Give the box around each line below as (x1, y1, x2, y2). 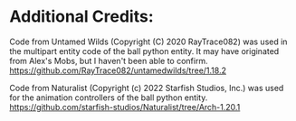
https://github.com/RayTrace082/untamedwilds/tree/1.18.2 (9, 65, 226, 76)
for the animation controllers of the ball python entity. (9, 92, 208, 103)
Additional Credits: (9, 6, 154, 27)
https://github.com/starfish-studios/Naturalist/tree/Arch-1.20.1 (9, 101, 241, 112)
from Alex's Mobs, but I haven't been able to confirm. (9, 55, 208, 66)
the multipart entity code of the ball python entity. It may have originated (9, 45, 280, 56)
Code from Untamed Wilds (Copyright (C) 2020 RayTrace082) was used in (9, 36, 288, 47)
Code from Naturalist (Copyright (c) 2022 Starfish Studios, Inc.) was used (9, 82, 284, 93)
